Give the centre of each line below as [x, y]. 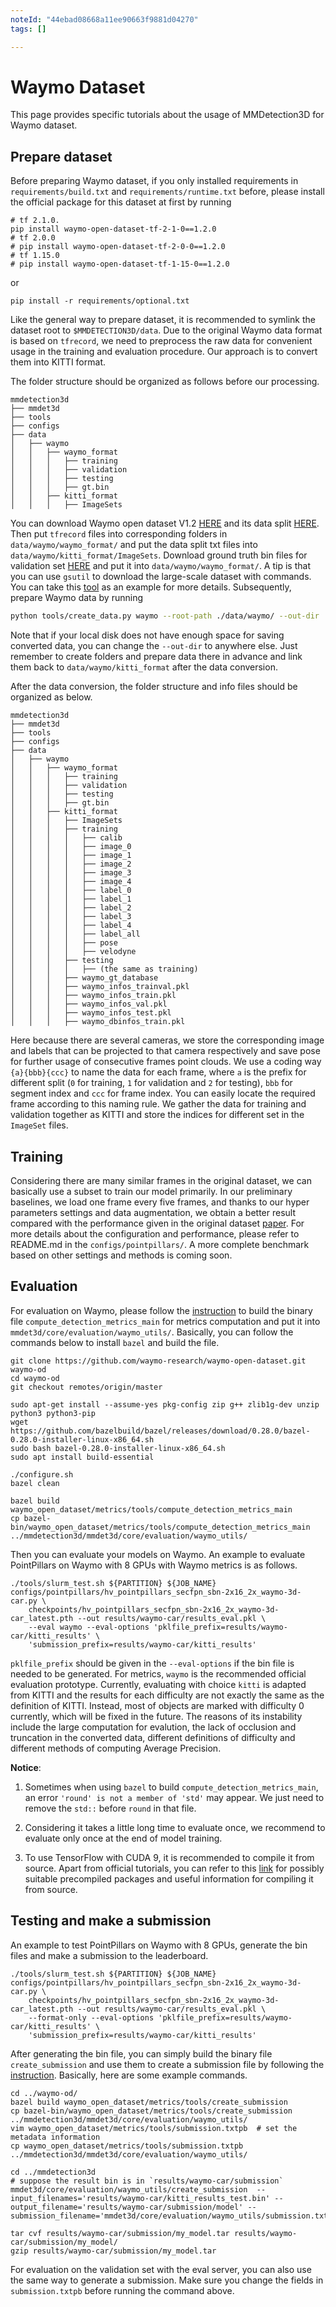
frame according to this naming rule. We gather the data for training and [158, 1104]
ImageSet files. [39, 1125]
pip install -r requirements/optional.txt [100, 301]
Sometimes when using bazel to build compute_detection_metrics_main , [171, 1787]
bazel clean [35, 1483]
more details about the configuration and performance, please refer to [155, 1233]
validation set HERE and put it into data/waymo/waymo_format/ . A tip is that [160, 566]
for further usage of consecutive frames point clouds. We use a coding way [166, 1062]
